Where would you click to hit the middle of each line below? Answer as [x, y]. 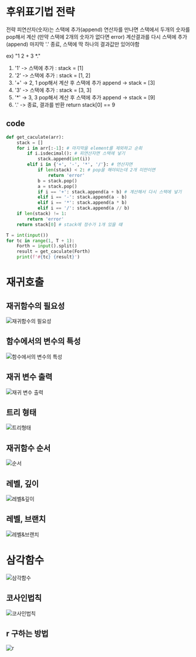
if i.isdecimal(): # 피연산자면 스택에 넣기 [76, 153]
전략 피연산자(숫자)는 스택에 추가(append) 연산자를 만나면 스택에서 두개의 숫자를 [98, 29]
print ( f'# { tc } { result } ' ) [48, 257]
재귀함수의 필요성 [36, 306]
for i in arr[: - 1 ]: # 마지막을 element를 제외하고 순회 [80, 148]
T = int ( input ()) [27, 235]
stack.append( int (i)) [64, 159]
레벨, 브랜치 [26, 519]
